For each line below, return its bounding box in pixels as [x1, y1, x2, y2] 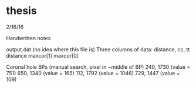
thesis [6, 4, 37, 17]
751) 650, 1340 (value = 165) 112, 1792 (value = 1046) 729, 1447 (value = [6, 69, 180, 76]
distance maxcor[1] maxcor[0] [6, 52, 79, 59]
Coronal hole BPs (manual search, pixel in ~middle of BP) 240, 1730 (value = [6, 63, 191, 71]
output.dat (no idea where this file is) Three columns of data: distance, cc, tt [6, 45, 190, 53]
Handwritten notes [6, 34, 51, 41]
